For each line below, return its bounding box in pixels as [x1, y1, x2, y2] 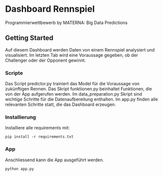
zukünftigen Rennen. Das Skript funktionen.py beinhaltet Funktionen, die [5, 86, 152, 92]
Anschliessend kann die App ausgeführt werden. [5, 157, 104, 163]
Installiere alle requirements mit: [5, 125, 70, 131]
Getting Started [5, 34, 54, 42]
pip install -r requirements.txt [5, 134, 74, 139]
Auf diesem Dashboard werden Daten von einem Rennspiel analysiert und [5, 47, 155, 52]
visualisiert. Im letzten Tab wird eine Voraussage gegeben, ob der [5, 52, 138, 58]
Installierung [5, 114, 36, 121]
